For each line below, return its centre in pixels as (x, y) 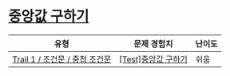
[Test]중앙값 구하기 (153, 59)
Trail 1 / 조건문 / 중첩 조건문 (62, 59)
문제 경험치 (153, 43)
